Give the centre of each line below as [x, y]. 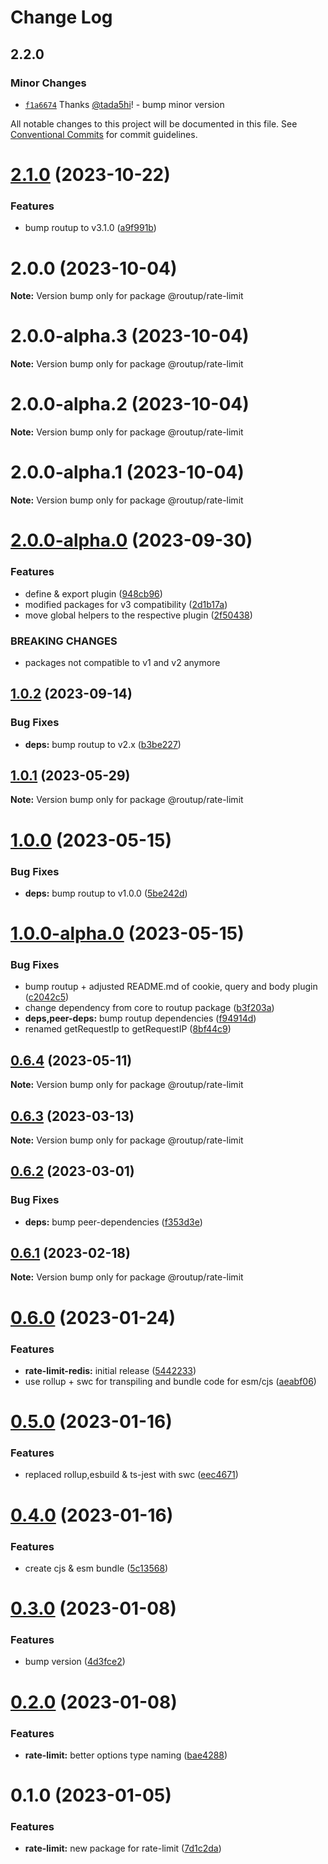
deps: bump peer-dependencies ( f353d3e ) [113, 1222]
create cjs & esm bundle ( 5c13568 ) [96, 1568]
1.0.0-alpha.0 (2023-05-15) [127, 933]
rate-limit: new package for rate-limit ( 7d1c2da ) [123, 1848]
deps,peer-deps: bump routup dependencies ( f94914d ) [140, 1018]
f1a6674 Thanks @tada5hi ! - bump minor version [124, 104]
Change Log [61, 17]
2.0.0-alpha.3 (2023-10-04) [130, 336]
